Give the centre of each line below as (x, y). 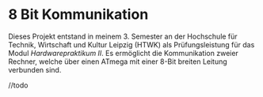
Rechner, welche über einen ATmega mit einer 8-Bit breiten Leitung (118, 62)
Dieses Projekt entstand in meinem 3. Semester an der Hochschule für (123, 36)
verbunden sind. (35, 69)
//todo (18, 85)
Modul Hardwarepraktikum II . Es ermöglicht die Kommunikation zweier (124, 53)
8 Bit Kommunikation (78, 15)
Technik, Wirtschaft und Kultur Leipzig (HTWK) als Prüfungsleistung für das (131, 44)
